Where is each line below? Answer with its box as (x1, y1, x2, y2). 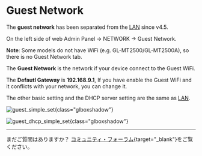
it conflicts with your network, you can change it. (6, 82, 127, 90)
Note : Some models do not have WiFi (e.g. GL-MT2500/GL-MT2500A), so (6, 46, 189, 54)
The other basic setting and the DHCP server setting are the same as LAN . (6, 94, 191, 101)
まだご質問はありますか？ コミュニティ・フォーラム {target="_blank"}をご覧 (6, 136, 194, 143)
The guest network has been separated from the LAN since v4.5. (6, 23, 168, 31)
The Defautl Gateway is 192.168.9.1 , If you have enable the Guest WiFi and (6, 76, 192, 83)
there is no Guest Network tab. (6, 53, 82, 60)
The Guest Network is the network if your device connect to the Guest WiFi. (6, 64, 195, 72)
